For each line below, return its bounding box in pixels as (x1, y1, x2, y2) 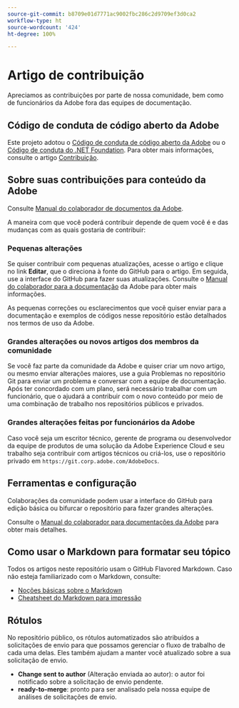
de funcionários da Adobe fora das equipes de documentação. (7, 98, 192, 107)
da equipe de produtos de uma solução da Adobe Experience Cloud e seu (7, 441, 225, 450)
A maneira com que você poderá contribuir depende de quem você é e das (7, 218, 228, 226)
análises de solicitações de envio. (17, 693, 118, 702)
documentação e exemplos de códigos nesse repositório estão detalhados (7, 311, 227, 320)
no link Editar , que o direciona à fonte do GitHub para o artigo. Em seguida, (7, 267, 229, 275)
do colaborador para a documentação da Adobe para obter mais (7, 283, 198, 291)
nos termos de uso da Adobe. (7, 319, 95, 328)
